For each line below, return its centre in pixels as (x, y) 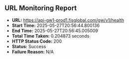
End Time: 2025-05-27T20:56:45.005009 (55, 30)
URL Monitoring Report (41, 8)
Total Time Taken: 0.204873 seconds (51, 36)
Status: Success (29, 46)
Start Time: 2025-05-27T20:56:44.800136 (56, 25)
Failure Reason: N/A (33, 52)
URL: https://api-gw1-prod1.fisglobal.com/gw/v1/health (68, 20)
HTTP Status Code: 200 (37, 41)
